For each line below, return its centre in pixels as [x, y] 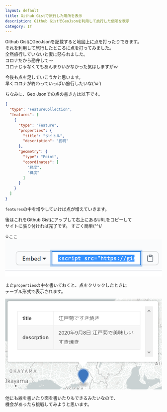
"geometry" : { [33, 152]
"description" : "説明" [46, 141]
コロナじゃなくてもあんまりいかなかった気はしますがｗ [62, 67]
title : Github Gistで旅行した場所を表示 [44, 16]
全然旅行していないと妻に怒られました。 [46, 54]
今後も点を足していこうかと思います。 [44, 77]
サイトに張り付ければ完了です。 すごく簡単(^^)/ [53, 226]
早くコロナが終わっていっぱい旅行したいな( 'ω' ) [53, 84]
